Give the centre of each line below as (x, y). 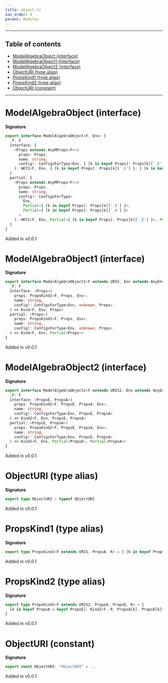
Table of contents (33, 44)
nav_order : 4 (19, 15)
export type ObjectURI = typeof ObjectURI (50, 499)
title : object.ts (23, 10)
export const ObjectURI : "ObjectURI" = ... (51, 667)
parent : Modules (22, 19)
